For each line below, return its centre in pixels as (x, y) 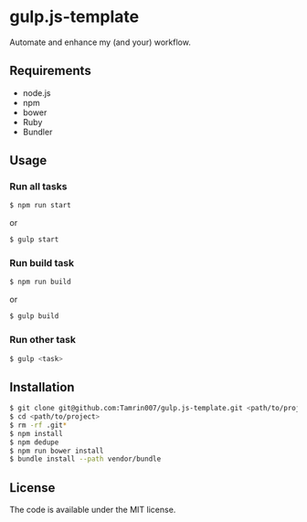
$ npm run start (40, 206)
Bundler (37, 132)
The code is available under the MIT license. (93, 510)
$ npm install (37, 433)
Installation (42, 387)
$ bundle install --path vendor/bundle (85, 459)
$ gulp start (34, 240)
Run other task (42, 340)
